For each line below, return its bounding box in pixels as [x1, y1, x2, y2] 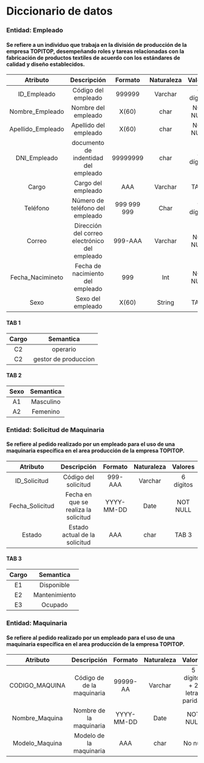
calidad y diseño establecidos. [6, 60, 85, 68]
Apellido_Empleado [9, 125, 65, 133]
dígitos [174, 480, 193, 489]
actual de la [62, 531, 95, 539]
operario [52, 345, 76, 354]
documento [72, 139, 104, 147]
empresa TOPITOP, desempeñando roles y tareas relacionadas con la [6, 47, 185, 55]
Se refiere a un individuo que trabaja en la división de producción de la [6, 41, 187, 48]
